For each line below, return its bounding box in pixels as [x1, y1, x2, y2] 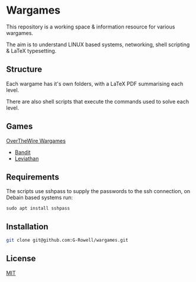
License [6, 254, 36, 264]
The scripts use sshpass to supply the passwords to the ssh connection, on [6, 188, 191, 195]
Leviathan [14, 155, 39, 162]
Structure [6, 65, 43, 75]
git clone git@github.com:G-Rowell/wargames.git [6, 238, 128, 243]
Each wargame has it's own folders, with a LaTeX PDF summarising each [6, 80, 184, 87]
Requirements [6, 172, 59, 182]
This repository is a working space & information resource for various [6, 23, 175, 30]
